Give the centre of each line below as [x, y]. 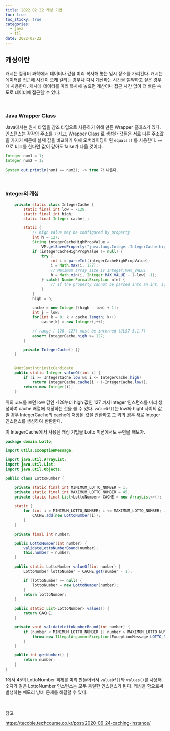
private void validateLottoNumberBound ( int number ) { [72, 627]
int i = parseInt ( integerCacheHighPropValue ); [100, 261]
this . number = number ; [47, 553]
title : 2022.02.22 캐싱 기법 [34, 10]
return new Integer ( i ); [48, 387]
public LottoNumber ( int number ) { [51, 543]
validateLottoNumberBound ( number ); [61, 548]
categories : [18, 24]
